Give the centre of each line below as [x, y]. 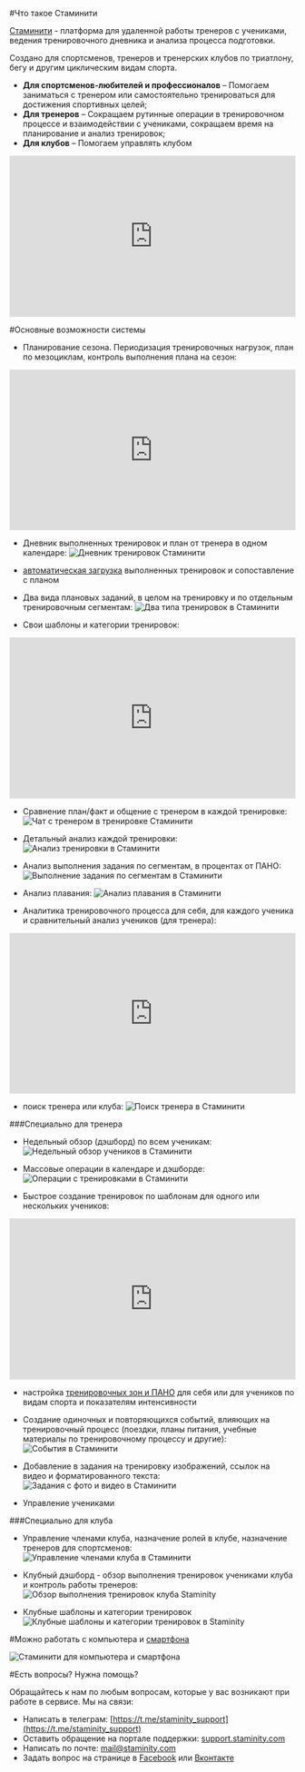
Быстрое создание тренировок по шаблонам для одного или [141, 1196]
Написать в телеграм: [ [68, 1718]
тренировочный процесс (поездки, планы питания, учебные [139, 1429]
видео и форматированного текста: [91, 1475]
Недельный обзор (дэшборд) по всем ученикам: [117, 1142]
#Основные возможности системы [78, 330]
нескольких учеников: [66, 1206]
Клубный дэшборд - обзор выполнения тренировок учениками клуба [157, 1575]
